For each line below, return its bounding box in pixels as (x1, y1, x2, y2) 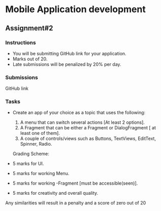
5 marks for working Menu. (12, 170, 70, 177)
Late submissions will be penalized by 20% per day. (12, 61, 121, 67)
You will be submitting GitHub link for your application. (12, 50, 126, 56)
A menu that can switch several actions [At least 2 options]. (20, 119, 145, 125)
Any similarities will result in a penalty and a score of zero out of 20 (5, 200, 146, 206)
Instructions (5, 39, 37, 46)
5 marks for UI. (12, 161, 44, 167)
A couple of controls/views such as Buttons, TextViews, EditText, (20, 135, 156, 142)
